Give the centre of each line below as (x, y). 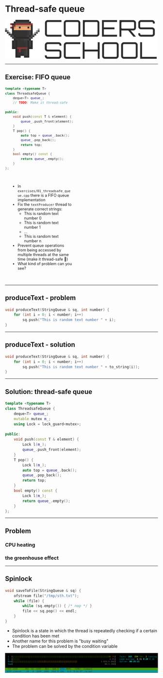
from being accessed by (40, 250)
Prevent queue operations (41, 246)
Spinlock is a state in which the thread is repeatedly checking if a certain (85, 630)
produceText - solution (40, 345)
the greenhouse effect (32, 558)
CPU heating (20, 545)
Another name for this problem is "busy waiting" (60, 641)
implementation (32, 200)
